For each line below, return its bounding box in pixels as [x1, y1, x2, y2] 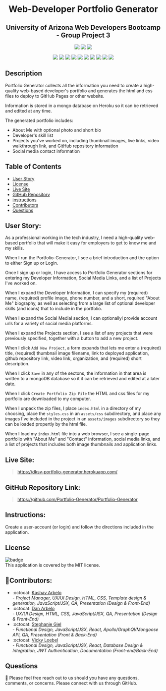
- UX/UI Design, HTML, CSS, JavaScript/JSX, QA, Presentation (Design [12, 611, 158, 617]
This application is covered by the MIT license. [5, 562, 100, 568]
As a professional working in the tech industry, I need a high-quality [5, 234, 144, 241]
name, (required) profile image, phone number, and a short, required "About [5, 295, 160, 301]
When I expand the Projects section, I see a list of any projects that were [5, 330, 153, 336]
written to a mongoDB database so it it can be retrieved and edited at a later [5, 376, 160, 382]
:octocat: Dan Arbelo [12, 605, 55, 611]
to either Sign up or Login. [5, 260, 58, 266]
